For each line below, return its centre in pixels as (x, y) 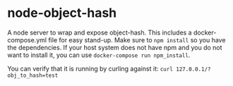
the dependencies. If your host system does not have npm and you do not (115, 47)
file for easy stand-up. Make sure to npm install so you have (137, 39)
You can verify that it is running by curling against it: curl (90, 68)
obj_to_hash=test (33, 75)
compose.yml (27, 39)
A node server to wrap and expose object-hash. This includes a (100, 32)
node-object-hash (62, 13)
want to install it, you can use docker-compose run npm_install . (99, 55)
